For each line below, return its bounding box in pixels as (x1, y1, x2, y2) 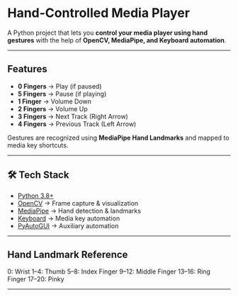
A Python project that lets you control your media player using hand (7, 28, 208, 37)
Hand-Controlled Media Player (7, 5, 190, 21)
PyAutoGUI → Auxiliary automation (17, 221, 119, 230)
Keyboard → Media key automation (17, 214, 120, 223)
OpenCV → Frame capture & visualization (17, 198, 139, 207)
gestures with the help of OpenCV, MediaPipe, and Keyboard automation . (7, 35, 227, 44)
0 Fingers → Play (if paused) (17, 82, 102, 90)
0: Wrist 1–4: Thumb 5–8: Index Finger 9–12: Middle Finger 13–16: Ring (7, 267, 211, 276)
